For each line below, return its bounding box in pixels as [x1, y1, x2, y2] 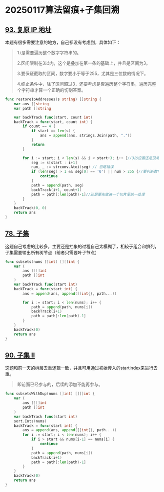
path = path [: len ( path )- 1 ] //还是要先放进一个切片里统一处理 [31, 192, 145, 197]
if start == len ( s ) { [31, 128, 76, 134]
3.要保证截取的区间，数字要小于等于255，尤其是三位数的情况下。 [17, 70, 149, 76]
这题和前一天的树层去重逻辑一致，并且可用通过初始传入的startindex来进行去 [5, 365, 158, 371]
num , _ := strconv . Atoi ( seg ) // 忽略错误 [31, 164, 114, 169]
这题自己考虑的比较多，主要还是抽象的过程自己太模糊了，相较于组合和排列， [5, 243, 159, 249]
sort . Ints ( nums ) [14, 419, 47, 423]
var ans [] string [14, 101, 49, 106]
